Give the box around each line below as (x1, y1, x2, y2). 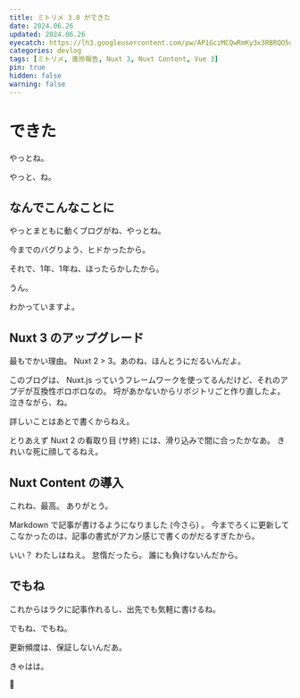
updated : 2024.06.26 (9, 30, 87, 38)
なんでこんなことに (9, 200, 114, 215)
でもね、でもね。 (9, 623, 72, 634)
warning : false (9, 80, 66, 89)
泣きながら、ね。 (9, 397, 72, 408)
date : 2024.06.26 (9, 21, 74, 30)
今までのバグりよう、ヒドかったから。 (9, 244, 150, 255)
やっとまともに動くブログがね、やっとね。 (9, 226, 166, 236)
